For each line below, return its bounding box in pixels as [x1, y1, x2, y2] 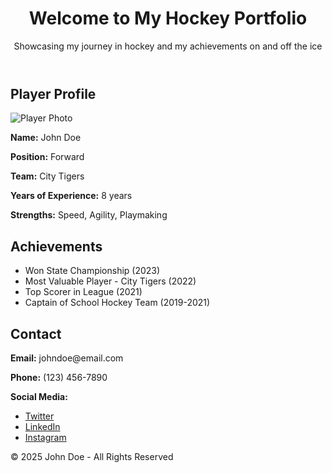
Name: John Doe [10, 132, 82, 144]
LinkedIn [24, 420, 61, 432]
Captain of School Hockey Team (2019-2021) [24, 297, 211, 309]
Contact [10, 325, 62, 342]
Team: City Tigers [10, 170, 85, 182]
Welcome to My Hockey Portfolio [28, 7, 308, 30]
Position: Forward [10, 151, 85, 163]
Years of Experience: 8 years [10, 190, 133, 202]
